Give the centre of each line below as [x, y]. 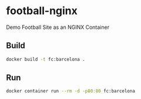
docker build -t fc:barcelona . [46, 59]
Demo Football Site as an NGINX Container [58, 27]
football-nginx [42, 11]
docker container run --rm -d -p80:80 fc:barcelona [70, 91]
